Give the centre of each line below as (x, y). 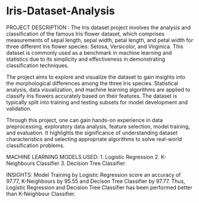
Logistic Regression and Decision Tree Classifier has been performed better (99, 187)
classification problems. (35, 145)
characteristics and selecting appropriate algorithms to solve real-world (94, 139)
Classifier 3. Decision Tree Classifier (80, 163)
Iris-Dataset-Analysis (60, 11)
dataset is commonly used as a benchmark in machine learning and (89, 52)
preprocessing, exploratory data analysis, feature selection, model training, (98, 126)
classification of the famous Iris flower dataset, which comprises (85, 33)
